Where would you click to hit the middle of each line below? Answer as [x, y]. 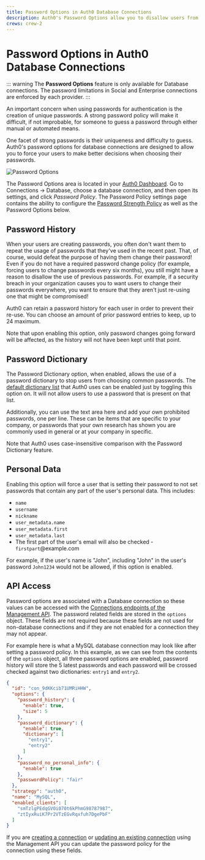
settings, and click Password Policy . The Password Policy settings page [97, 197]
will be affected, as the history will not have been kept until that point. [94, 340]
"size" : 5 [35, 711]
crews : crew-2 [24, 23]
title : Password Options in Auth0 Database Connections [79, 12]
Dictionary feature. [30, 450]
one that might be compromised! [47, 296]
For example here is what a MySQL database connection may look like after [102, 645]
